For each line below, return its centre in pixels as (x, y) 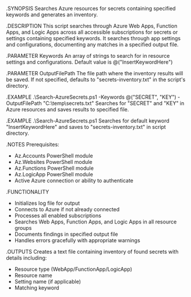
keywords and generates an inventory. (52, 15)
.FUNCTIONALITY (28, 192)
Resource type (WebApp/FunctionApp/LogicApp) (73, 269)
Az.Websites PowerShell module (53, 162)
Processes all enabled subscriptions (58, 216)
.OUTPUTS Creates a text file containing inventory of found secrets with (92, 251)
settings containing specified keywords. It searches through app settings (93, 38)
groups (23, 228)
